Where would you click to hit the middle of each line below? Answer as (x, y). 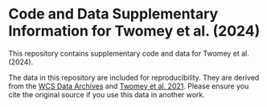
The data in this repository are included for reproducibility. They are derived (134, 77)
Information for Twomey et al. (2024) (134, 31)
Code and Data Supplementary (113, 14)
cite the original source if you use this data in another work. (107, 94)
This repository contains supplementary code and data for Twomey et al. (129, 53)
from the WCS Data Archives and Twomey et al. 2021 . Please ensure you (129, 86)
